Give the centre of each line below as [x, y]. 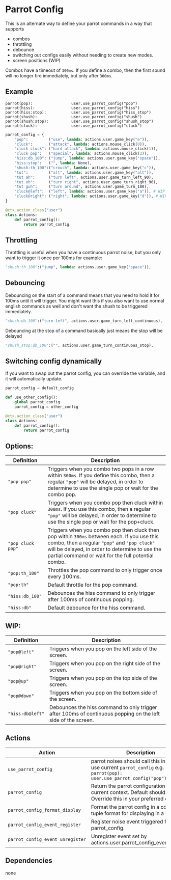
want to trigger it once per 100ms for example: [54, 258]
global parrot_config [37, 402]
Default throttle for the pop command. [93, 585]
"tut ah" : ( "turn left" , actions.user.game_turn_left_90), [84, 177]
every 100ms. [64, 576]
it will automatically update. [34, 379]
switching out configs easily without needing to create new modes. [83, 55]
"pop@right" [22, 667]
